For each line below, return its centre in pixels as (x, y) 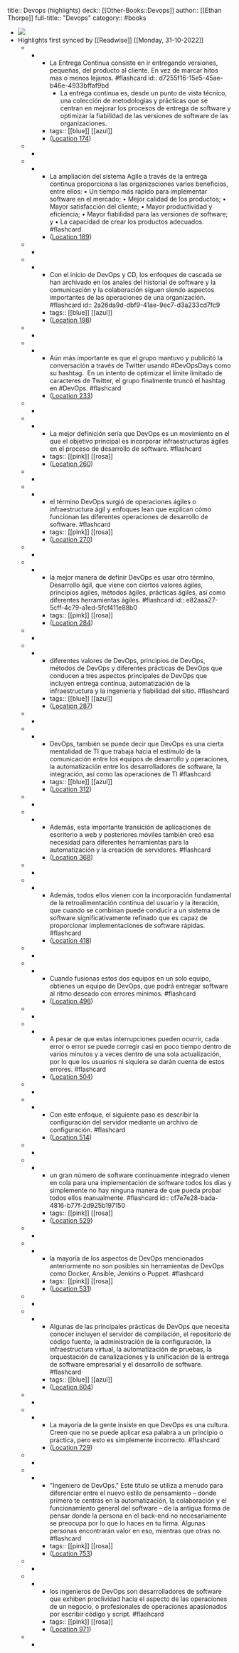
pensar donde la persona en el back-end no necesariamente (138, 1516)
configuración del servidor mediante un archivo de (123, 1122)
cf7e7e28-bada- (194, 1198)
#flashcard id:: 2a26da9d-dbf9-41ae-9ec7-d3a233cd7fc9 (135, 305)
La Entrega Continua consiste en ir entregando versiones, (134, 63)
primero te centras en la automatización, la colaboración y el (138, 1501)
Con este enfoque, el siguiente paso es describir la (124, 1115)
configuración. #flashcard (87, 1130)
